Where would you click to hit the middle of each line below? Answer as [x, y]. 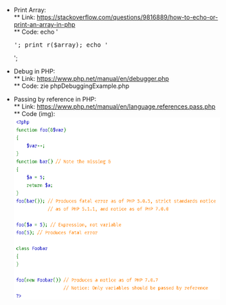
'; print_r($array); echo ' [61, 45]
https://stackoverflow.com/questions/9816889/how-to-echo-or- [127, 17]
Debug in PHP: [34, 71]
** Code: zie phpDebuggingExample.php [71, 86]
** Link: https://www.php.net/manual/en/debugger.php [91, 79]
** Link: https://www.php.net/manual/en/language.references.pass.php [114, 106]
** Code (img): [34, 114]
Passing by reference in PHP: [55, 99]
